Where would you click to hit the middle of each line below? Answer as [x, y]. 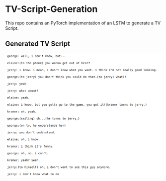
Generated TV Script [38, 44]
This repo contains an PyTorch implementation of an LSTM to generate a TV [83, 23]
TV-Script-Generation [51, 9]
